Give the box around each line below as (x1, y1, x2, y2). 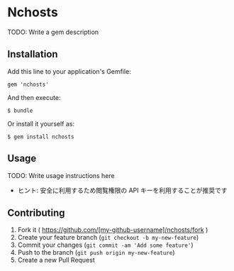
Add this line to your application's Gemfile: (7, 67, 131, 75)
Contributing (7, 206, 65, 219)
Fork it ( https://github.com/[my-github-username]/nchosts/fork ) (17, 226, 208, 234)
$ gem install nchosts (7, 133, 74, 140)
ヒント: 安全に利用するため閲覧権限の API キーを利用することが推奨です (17, 186, 228, 194)
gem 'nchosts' (7, 81, 50, 88)
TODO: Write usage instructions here (7, 171, 115, 179)
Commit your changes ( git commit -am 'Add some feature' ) (17, 240, 194, 249)
